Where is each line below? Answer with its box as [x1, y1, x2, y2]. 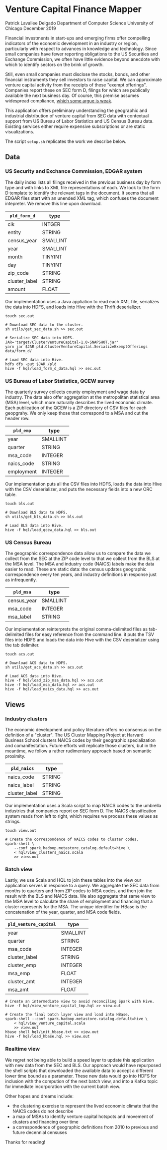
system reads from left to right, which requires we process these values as [5, 813, 158, 819]
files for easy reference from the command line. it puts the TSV [25, 631, 154, 637]
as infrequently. [5, 577, 37, 583]
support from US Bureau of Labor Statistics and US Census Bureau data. [5, 118, 154, 124]
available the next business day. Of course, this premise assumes [5, 92, 139, 98]
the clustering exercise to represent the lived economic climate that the [12, 1103, 158, 1109]
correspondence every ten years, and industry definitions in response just [5, 572, 157, 577]
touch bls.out [5, 501, 35, 506]
